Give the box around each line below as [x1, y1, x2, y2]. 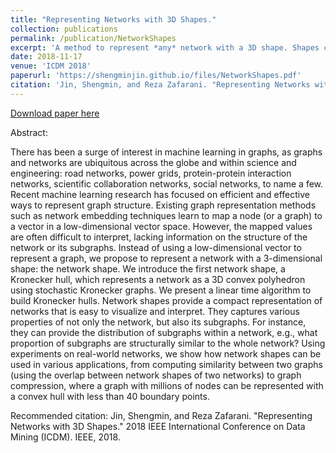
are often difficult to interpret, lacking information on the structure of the [10, 231, 308, 243]
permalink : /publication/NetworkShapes [10, 33, 177, 43]
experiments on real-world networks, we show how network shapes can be [10, 347, 322, 360]
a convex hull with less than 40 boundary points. [10, 390, 210, 402]
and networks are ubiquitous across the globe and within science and [10, 156, 297, 168]
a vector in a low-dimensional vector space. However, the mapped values [10, 220, 313, 232]
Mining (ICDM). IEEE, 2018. [10, 431, 121, 443]
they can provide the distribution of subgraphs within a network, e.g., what [10, 326, 318, 338]
